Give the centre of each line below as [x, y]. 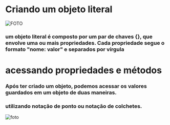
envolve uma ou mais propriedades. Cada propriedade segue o [85, 43]
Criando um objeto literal [59, 9]
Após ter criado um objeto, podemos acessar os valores [76, 86]
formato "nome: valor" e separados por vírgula [65, 49]
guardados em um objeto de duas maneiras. [61, 92]
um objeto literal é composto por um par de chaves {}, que [79, 37]
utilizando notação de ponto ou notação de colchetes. [74, 106]
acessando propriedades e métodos [84, 70]
